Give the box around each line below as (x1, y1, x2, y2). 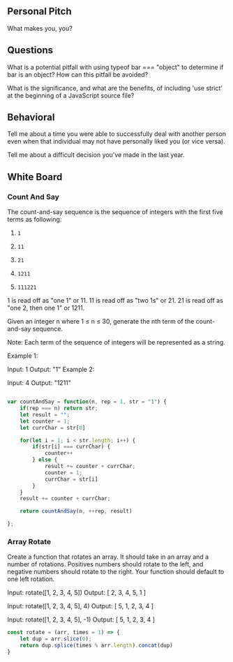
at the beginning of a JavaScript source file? (7, 91, 135, 100)
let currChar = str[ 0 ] (20, 424, 86, 431)
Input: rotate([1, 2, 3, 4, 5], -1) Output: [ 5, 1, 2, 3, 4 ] (7, 615, 156, 624)
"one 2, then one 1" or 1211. (7, 303, 85, 313)
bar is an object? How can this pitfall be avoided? (7, 70, 149, 79)
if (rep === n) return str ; (20, 405, 98, 412)
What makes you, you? (7, 24, 73, 32)
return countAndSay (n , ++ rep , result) (20, 508, 133, 515)
